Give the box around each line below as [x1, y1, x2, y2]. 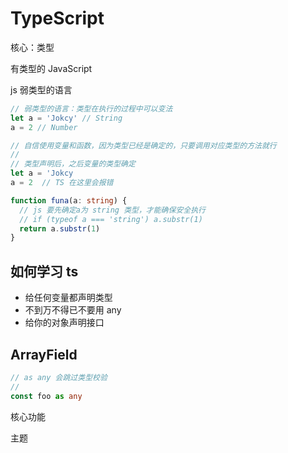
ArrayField [10, 346, 78, 363]
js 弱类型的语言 [10, 83, 73, 96]
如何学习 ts [10, 263, 79, 280]
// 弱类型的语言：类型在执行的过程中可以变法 [10, 103, 173, 114]
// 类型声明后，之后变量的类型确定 [10, 159, 136, 169]
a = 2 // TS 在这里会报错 [10, 178, 114, 188]
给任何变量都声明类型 [24, 292, 113, 304]
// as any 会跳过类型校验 [10, 372, 108, 382]
